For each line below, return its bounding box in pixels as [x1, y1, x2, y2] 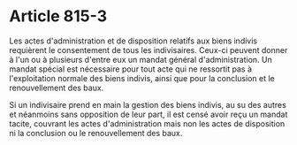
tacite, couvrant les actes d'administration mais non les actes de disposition [9, 118, 286, 129]
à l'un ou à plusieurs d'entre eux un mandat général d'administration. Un [9, 54, 272, 65]
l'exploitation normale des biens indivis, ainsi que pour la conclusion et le [9, 72, 276, 83]
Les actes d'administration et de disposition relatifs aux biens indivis [9, 35, 258, 46]
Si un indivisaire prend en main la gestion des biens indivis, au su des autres [9, 99, 287, 110]
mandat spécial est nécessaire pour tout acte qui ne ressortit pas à [9, 64, 253, 74]
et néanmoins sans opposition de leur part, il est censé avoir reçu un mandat [9, 109, 288, 119]
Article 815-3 [9, 6, 108, 27]
